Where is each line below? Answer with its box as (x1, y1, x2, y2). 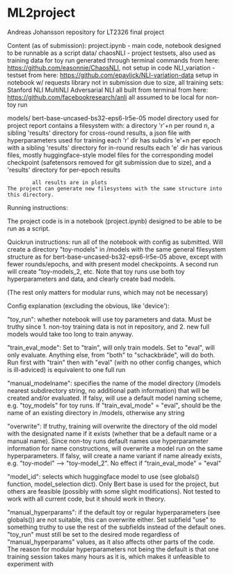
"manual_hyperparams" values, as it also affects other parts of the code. (7, 537, 216, 546)
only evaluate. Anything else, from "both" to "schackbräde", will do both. (7, 350, 216, 359)
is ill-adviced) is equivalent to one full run (7, 365, 126, 373)
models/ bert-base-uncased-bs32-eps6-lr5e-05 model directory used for (7, 113, 219, 122)
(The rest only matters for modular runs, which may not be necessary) (7, 288, 209, 296)
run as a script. (7, 224, 51, 232)
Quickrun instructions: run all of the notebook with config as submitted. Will (7, 238, 224, 246)
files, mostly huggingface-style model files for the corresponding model (7, 151, 214, 159)
